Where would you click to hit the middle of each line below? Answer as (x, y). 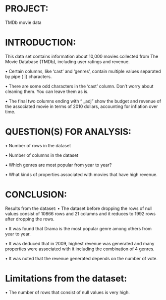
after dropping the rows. (30, 219)
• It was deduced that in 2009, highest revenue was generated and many (80, 243)
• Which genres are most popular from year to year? (58, 165)
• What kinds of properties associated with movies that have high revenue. (81, 174)
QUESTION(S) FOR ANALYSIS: (68, 132)
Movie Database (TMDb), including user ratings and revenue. (67, 61)
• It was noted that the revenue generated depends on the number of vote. (81, 258)
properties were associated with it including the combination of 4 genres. (80, 249)
